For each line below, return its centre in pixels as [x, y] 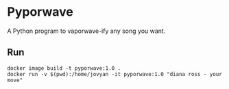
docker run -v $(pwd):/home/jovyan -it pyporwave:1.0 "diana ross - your [115, 74]
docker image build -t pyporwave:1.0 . [64, 68]
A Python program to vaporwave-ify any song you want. [86, 31]
